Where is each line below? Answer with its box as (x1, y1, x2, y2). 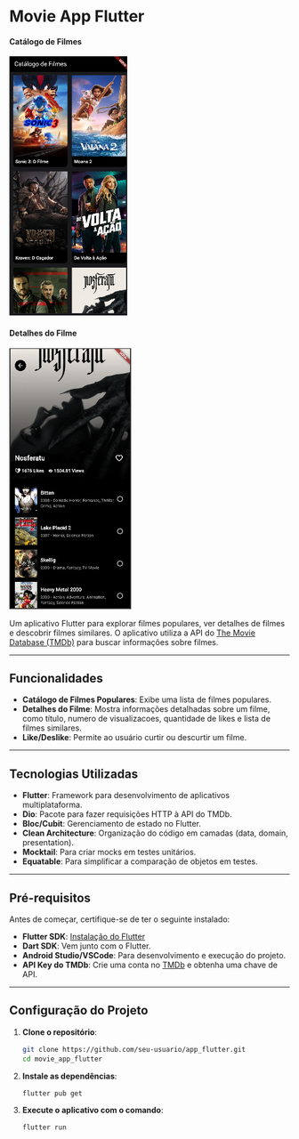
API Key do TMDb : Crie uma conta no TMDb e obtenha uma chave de (21, 959, 279, 971)
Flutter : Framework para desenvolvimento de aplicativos (21, 790, 230, 801)
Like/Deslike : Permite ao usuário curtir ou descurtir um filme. (21, 732, 247, 743)
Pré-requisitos (9, 890, 92, 905)
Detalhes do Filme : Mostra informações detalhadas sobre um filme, (21, 704, 271, 715)
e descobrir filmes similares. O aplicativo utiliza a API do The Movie (9, 627, 256, 638)
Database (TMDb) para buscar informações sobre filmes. (9, 636, 219, 647)
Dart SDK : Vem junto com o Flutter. (21, 941, 151, 951)
